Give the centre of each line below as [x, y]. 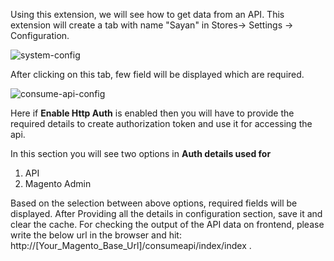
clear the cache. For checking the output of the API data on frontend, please [167, 224]
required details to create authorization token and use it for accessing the [161, 123]
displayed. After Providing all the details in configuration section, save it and [166, 213]
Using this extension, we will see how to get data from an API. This [147, 14]
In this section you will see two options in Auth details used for [141, 153]
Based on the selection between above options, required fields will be [154, 203]
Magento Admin [58, 183]
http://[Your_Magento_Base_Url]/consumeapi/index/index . [131, 245]
